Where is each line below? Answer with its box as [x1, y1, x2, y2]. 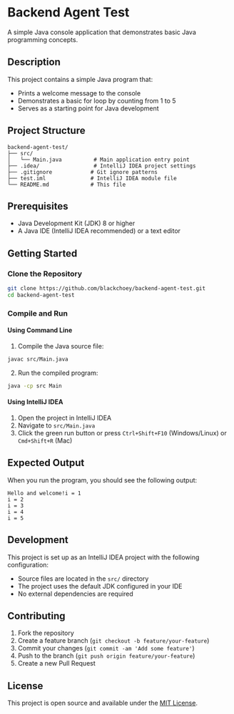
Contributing [7, 610, 66, 622]
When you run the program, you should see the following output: [7, 475, 198, 485]
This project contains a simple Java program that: [7, 75, 153, 83]
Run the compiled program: [17, 368, 98, 377]
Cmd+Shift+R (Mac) [17, 436, 73, 445]
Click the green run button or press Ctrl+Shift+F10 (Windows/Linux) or [17, 428, 227, 437]
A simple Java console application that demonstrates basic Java [7, 28, 196, 36]
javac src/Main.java [7, 356, 69, 363]
